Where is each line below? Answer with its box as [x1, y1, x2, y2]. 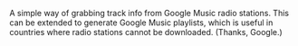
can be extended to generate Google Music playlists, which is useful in [9, 17, 274, 28]
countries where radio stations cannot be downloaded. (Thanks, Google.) [9, 27, 283, 37]
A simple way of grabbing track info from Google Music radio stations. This [9, 8, 290, 18]
